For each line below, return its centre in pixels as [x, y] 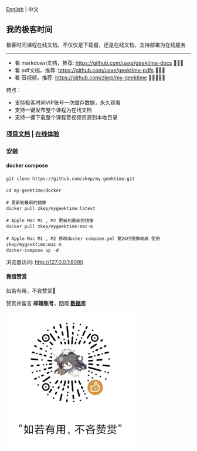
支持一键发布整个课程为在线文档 [53, 110]
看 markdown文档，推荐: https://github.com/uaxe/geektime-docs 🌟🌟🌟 [99, 63]
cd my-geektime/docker [34, 191]
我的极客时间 [29, 30]
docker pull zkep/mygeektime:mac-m [50, 226]
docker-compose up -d [33, 250]
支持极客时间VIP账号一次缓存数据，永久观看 [68, 102]
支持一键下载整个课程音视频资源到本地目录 [66, 117]
